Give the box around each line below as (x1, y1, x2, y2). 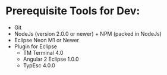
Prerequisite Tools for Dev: (5, 4, 140, 18)
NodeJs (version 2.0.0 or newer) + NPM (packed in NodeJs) (14, 30, 162, 37)
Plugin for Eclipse (14, 43, 58, 50)
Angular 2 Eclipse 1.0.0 (23, 55, 79, 62)
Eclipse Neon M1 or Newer (14, 36, 80, 43)
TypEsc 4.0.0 (23, 61, 56, 69)
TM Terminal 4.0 (23, 49, 64, 56)
